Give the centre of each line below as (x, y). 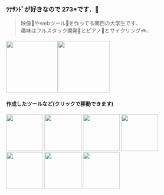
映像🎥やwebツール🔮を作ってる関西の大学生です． (81, 23)
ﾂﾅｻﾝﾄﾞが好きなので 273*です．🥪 (53, 9)
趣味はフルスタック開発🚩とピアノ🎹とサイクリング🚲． (86, 31)
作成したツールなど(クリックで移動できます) (60, 104)
